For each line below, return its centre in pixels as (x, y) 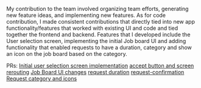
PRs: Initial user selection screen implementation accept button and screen (100, 66)
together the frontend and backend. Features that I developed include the (98, 35)
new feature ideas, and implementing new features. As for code (86, 15)
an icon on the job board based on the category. (67, 54)
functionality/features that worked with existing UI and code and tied (92, 28)
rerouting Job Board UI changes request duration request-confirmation (95, 72)
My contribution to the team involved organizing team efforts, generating (97, 9)
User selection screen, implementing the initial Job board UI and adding (96, 41)
